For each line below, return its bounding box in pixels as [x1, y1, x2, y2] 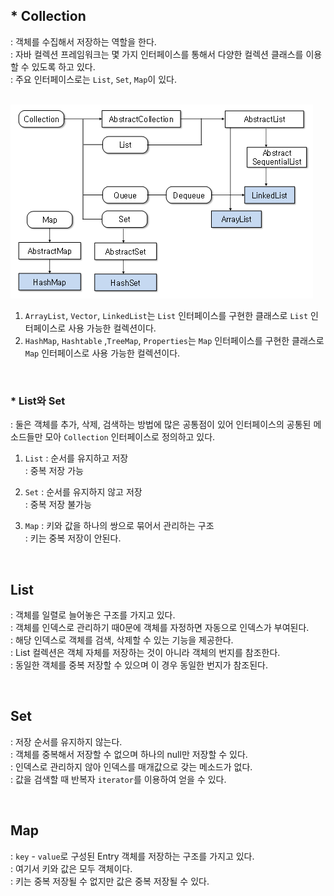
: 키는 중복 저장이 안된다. [24, 532, 122, 544]
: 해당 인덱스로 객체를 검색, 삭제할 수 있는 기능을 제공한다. [10, 634, 234, 646]
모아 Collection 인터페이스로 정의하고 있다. [44, 431, 216, 443]
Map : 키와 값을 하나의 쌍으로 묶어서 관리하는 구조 [24, 520, 215, 532]
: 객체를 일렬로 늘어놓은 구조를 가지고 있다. [10, 609, 176, 621]
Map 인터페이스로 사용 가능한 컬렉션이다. [24, 347, 181, 359]
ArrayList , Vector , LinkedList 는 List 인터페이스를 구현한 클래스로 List [24, 309, 309, 321]
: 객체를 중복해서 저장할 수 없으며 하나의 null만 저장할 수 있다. [10, 748, 248, 760]
